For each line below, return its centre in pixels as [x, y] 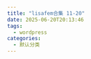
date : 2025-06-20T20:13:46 [45, 20]
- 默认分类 [27, 45]
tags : [15, 26]
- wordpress [30, 32]
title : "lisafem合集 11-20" [46, 13]
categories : [24, 39]
